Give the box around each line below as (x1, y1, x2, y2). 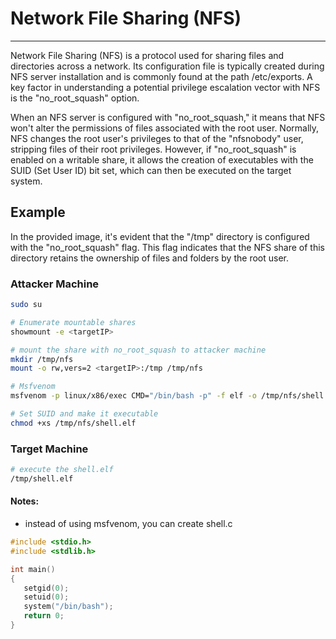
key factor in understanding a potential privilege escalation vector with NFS (10, 81, 321, 93)
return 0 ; (23, 611, 65, 621)
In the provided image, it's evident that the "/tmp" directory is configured (10, 230, 310, 242)
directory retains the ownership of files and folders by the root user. (10, 252, 289, 264)
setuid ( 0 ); (23, 592, 70, 602)
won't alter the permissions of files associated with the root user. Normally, (10, 122, 320, 134)
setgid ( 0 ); (23, 583, 70, 593)
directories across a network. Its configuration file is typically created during (10, 60, 325, 72)
